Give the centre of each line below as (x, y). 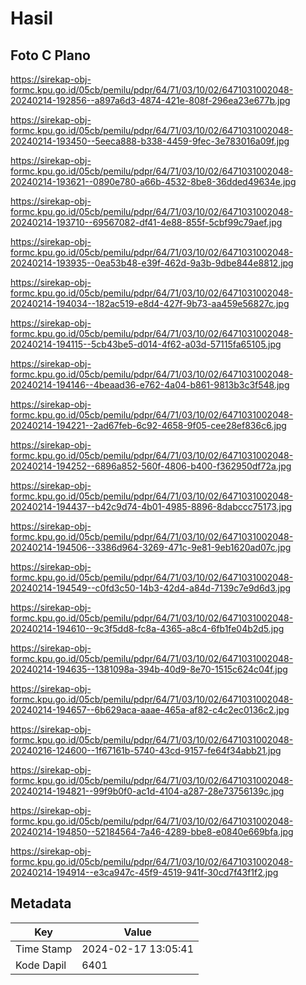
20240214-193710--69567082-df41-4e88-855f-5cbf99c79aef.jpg (146, 222)
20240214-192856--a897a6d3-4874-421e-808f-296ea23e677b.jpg (150, 100)
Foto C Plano (50, 55)
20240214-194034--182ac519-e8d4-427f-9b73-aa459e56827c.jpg (150, 303)
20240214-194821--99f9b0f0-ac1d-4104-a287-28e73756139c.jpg (147, 791)
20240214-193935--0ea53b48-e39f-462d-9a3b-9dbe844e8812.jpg (152, 263)
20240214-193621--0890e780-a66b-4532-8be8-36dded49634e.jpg (153, 181)
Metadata (41, 903)
